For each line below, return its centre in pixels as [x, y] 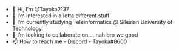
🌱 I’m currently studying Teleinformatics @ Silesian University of [92, 22]
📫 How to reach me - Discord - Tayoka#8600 [69, 41]
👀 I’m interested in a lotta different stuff [61, 16]
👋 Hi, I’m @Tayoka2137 [41, 9]
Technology [27, 28]
